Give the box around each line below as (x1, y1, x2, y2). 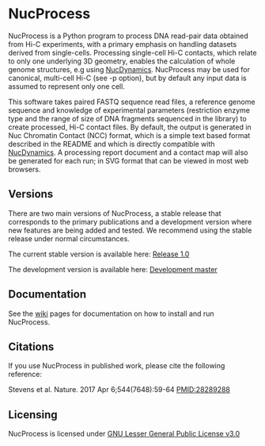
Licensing (8, 408, 58, 421)
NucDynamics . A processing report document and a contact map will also (8, 148, 248, 157)
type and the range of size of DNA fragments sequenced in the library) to (8, 113, 247, 123)
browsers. (8, 164, 41, 174)
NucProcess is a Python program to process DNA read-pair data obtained (8, 31, 249, 40)
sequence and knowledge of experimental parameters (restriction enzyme (8, 105, 251, 115)
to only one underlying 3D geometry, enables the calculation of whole (8, 56, 236, 66)
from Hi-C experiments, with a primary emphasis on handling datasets (8, 39, 237, 48)
